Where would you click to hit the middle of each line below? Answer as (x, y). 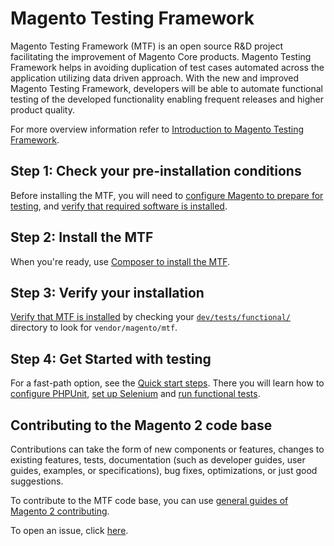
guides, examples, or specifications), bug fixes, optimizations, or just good (164, 470)
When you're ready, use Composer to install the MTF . (120, 261)
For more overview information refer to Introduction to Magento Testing (157, 129)
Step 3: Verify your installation (107, 292)
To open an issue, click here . (69, 530)
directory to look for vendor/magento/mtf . (94, 328)
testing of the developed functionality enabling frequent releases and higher (167, 99)
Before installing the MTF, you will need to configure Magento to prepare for (167, 195)
